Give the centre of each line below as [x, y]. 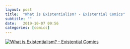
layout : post [19, 10]
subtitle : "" [19, 19]
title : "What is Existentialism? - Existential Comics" [65, 14]
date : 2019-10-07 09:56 [32, 23]
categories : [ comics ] [28, 28]
